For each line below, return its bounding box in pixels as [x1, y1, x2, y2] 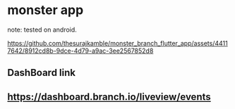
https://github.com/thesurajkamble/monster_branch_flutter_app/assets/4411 [7, 39, 228, 47]
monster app [7, 2, 84, 18]
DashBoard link [7, 67, 76, 79]
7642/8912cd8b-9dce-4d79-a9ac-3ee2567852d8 [7, 46, 154, 55]
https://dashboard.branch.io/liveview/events [7, 91, 212, 103]
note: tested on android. [7, 25, 78, 34]
